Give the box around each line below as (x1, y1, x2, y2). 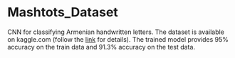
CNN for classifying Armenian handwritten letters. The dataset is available (7, 28, 224, 36)
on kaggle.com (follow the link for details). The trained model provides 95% (7, 35, 229, 43)
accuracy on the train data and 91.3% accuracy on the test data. (7, 42, 196, 51)
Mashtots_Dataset (7, 4, 119, 21)
